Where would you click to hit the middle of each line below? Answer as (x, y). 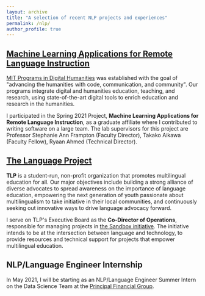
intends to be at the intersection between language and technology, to (95, 233)
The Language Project (49, 161)
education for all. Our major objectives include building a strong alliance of (100, 182)
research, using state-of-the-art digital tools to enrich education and (92, 98)
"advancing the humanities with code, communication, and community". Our (102, 85)
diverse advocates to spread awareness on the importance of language (96, 188)
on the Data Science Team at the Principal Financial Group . (80, 286)
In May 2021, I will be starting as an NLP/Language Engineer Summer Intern (101, 280)
